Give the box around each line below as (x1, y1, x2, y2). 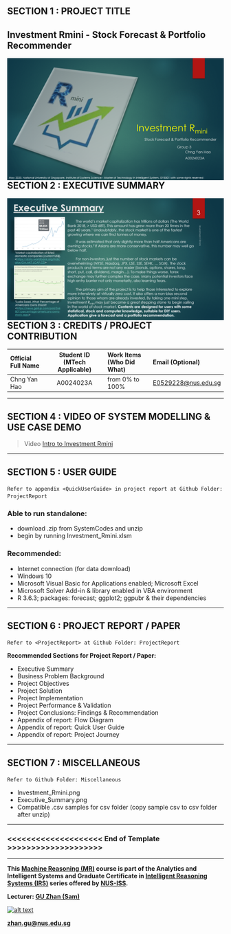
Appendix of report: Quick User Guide (16, 723, 125, 731)
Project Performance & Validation (16, 701, 111, 710)
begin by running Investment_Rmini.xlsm (16, 532, 132, 540)
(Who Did (107, 357, 135, 366)
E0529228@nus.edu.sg (153, 379, 221, 387)
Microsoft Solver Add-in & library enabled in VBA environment (16, 586, 193, 594)
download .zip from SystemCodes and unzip (16, 524, 143, 533)
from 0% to (107, 375, 140, 383)
